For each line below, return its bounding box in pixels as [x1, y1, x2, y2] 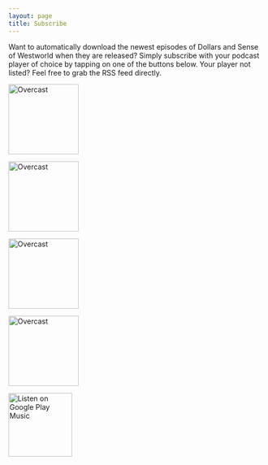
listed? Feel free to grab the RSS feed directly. [8, 67, 162, 77]
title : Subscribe [8, 20, 67, 28]
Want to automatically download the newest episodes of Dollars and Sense [8, 41, 259, 51]
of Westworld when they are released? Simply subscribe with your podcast [8, 50, 260, 60]
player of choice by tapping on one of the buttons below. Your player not [8, 59, 251, 69]
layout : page [8, 11, 53, 20]
